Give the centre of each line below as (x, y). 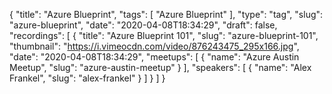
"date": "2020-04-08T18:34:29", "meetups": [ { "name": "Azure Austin (154, 57)
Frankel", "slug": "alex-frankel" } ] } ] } (87, 78)
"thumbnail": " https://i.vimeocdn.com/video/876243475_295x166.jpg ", (154, 46)
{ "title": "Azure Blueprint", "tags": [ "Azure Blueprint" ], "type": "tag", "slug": (166, 14)
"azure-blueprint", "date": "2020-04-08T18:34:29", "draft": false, (143, 25)
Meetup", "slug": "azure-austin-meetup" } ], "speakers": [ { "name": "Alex (160, 67)
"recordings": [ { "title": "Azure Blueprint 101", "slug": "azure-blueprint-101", (164, 35)
